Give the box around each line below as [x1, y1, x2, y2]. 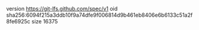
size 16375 [31, 18, 58, 25]
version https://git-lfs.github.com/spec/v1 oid [6, 5, 118, 12]
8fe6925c [6, 18, 31, 25]
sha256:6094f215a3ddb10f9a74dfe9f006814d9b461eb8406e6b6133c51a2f [6, 11, 193, 19]
